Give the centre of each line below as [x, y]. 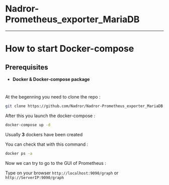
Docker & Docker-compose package [51, 79]
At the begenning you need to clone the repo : [53, 97]
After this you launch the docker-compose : [50, 116]
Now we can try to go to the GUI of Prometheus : [56, 163]
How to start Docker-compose [70, 49]
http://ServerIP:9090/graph [35, 177]
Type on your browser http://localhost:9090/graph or [62, 173]
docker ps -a [19, 153]
